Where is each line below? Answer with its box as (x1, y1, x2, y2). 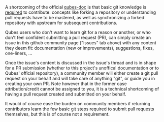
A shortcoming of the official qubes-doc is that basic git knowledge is (5, 4, 147, 10)
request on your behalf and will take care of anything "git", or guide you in (5, 76, 155, 81)
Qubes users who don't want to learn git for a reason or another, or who (5, 30, 151, 35)
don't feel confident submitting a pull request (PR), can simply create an (5, 34, 151, 40)
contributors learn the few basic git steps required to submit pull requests (5, 106, 154, 112)
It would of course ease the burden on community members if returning (5, 101, 151, 106)
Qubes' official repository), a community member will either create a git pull (5, 70, 159, 76)
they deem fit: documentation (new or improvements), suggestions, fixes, (5, 45, 154, 51)
